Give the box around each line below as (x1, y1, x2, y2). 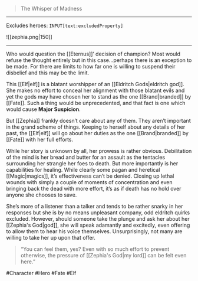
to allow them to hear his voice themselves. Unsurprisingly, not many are (6, 228, 183, 235)
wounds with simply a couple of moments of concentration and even (6, 179, 173, 185)
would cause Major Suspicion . (6, 106, 81, 113)
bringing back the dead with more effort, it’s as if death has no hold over (6, 185, 181, 192)
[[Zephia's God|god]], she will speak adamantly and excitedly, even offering (6, 221, 190, 228)
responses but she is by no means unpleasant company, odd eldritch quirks (6, 209, 190, 216)
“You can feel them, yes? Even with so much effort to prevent (20, 246, 170, 253)
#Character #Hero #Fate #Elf (6, 270, 77, 276)
